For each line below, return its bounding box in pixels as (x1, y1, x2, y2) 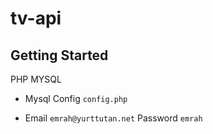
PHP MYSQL (10, 73, 62, 85)
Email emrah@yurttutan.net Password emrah (24, 112, 203, 124)
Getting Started (10, 47, 109, 64)
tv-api (10, 7, 62, 30)
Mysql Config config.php (24, 93, 128, 104)
